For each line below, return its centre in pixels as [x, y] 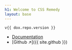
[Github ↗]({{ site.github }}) [39, 42]
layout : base [18, 14]
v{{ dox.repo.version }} [30, 27]
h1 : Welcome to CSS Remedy [32, 10]
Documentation [27, 37]
